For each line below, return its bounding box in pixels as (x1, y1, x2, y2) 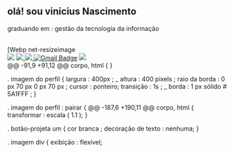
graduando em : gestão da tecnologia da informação (7, 24, 160, 32)
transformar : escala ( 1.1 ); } (7, 110, 88, 119)
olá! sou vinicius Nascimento (7, 6, 137, 18)
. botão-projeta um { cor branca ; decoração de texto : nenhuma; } (7, 124, 200, 133)
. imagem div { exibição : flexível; (7, 138, 103, 146)
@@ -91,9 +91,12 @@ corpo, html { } (7, 61, 113, 69)
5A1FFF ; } (7, 89, 37, 98)
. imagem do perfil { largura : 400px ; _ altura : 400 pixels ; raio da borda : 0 (7, 74, 226, 83)
